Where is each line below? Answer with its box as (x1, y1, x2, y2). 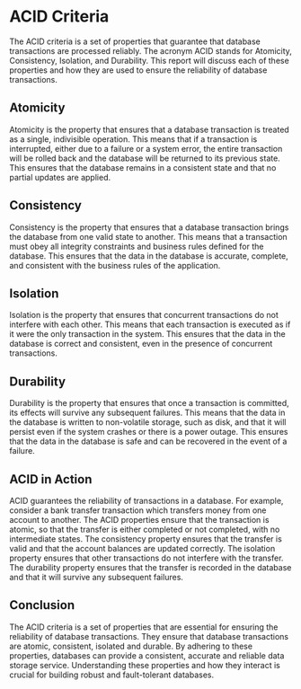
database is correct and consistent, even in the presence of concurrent (9, 339, 273, 349)
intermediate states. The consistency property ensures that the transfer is (9, 534, 283, 544)
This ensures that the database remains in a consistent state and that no (9, 162, 277, 172)
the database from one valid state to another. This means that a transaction (9, 231, 288, 242)
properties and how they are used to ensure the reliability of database (9, 65, 268, 75)
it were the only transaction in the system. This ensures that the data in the (9, 329, 286, 340)
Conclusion (9, 597, 75, 613)
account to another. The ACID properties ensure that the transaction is (9, 515, 270, 525)
